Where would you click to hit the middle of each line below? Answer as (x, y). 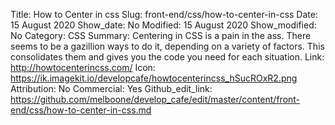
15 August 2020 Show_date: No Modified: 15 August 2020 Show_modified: (163, 25)
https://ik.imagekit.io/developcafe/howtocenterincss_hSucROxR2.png (154, 78)
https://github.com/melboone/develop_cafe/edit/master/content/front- (155, 99)
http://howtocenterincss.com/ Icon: (83, 67)
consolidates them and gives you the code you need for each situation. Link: (167, 57)
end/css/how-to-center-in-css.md (81, 110)
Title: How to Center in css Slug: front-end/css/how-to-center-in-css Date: (164, 14)
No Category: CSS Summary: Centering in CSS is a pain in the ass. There (161, 35)
